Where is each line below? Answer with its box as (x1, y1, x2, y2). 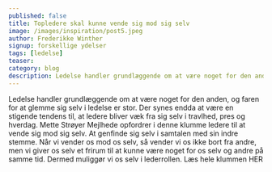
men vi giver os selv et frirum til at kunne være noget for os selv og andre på (8, 145, 264, 155)
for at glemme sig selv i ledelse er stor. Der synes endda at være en (8, 103, 234, 112)
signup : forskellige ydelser (8, 42, 107, 50)
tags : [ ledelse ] (8, 49, 63, 57)
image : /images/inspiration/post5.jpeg (8, 27, 143, 35)
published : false (8, 11, 67, 20)
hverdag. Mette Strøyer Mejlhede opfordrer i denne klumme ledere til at (8, 120, 246, 129)
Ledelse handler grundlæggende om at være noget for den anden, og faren (8, 94, 260, 103)
